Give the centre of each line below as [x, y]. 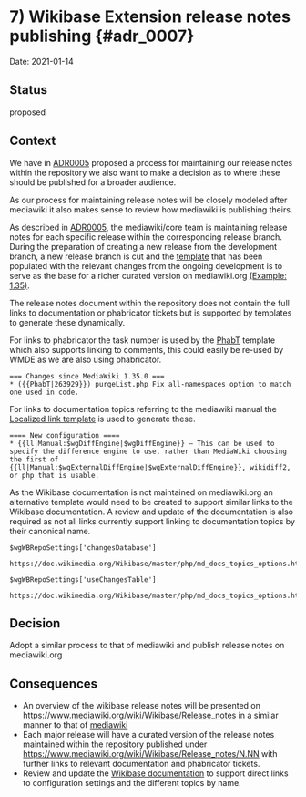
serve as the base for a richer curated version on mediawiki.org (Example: [148, 275]
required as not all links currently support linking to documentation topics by [153, 521]
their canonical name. [50, 531]
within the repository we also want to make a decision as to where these [145, 172]
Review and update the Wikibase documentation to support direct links [155, 773]
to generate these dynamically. [67, 322]
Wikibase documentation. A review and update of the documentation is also [152, 512]
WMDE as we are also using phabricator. [86, 359]
